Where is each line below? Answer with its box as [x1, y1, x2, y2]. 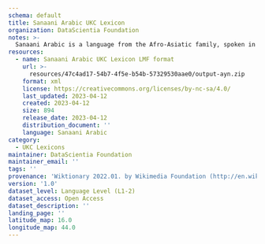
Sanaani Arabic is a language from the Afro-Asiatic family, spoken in [15, 41, 256, 49]
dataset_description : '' [8, 201, 90, 209]
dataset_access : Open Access [8, 194, 104, 202]
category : [8, 135, 41, 144]
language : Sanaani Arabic [22, 128, 108, 136]
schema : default [8, 11, 62, 20]
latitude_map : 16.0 [8, 216, 73, 224]
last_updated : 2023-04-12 [22, 92, 108, 100]
